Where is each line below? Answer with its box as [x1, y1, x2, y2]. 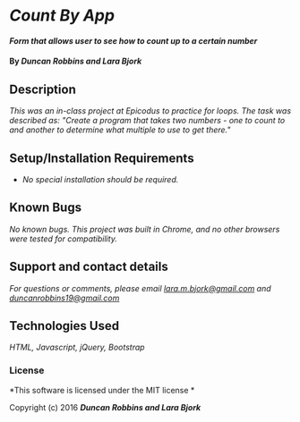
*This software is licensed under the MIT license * [9, 384, 195, 395]
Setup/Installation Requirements [9, 150, 194, 165]
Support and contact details [9, 259, 168, 274]
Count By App [9, 5, 115, 26]
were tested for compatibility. [9, 233, 118, 244]
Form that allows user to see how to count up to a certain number [9, 35, 258, 46]
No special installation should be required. [21, 174, 179, 184]
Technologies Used [9, 318, 119, 333]
